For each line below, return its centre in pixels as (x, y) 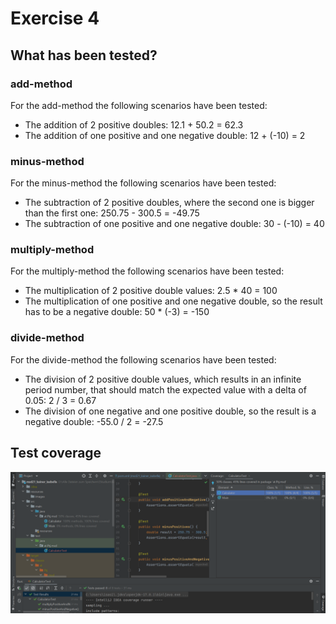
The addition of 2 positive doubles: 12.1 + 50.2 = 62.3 (134, 124)
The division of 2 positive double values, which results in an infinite (163, 379)
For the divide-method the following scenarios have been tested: (143, 359)
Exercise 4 (55, 18)
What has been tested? (84, 55)
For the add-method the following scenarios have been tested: (139, 105)
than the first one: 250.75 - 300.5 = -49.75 (112, 213)
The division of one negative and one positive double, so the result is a (170, 411)
